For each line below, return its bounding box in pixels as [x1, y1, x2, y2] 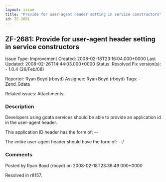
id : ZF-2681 [5, 16, 30, 21]
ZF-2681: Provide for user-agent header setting [5, 35, 156, 43]
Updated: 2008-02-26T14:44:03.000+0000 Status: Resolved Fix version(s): [5, 61, 161, 67]
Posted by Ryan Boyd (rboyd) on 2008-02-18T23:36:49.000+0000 [5, 162, 143, 169]
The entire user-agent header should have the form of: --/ [5, 139, 124, 145]
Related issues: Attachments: [5, 91, 65, 97]
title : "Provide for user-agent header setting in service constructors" [5, 12, 162, 17]
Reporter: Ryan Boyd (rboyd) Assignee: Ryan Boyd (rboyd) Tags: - [5, 76, 141, 82]
